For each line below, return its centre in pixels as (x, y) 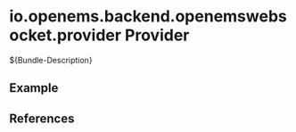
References (42, 118)
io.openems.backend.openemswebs (148, 16)
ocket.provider (66, 35)
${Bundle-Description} (51, 60)
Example (34, 88)
